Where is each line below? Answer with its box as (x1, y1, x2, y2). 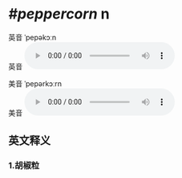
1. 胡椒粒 (8, 160, 40, 172)
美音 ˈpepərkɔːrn (8, 78, 63, 89)
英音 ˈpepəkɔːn (8, 32, 57, 42)
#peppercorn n (8, 5, 110, 23)
